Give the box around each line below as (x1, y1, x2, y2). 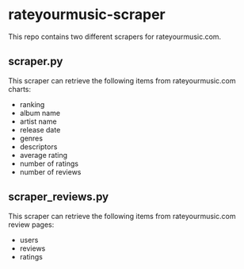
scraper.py (8, 55, 63, 68)
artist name (19, 117, 57, 126)
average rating (19, 150, 67, 159)
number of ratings (19, 159, 79, 168)
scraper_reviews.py (8, 190, 109, 204)
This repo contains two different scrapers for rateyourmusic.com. (8, 32, 222, 41)
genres (19, 133, 44, 143)
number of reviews (19, 167, 82, 176)
